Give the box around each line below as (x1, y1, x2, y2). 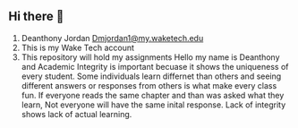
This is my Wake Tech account (21, 42, 135, 53)
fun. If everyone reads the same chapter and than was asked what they (21, 90, 285, 100)
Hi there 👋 (8, 9, 64, 24)
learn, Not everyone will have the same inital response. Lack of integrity (21, 99, 286, 110)
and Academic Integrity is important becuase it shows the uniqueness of (21, 61, 289, 72)
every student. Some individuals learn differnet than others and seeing (21, 71, 282, 81)
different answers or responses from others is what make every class (21, 80, 277, 90)
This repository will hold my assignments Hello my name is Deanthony (21, 51, 280, 63)
